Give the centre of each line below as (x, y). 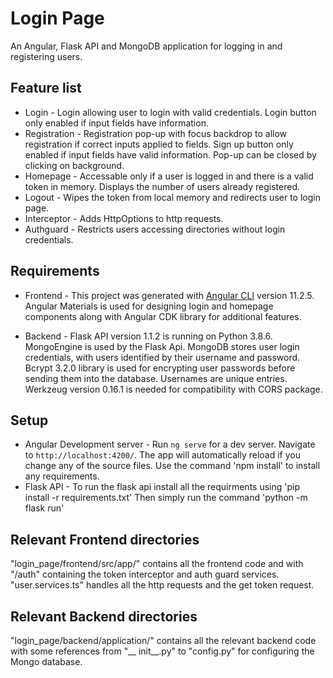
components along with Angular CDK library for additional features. (163, 316)
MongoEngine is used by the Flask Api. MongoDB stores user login (162, 346)
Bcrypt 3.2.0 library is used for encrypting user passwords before (160, 368)
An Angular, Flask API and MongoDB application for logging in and (146, 46)
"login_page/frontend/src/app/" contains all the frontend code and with (157, 564)
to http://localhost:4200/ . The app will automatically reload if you (162, 455)
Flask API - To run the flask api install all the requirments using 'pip (162, 487)
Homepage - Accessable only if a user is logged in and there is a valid (169, 176)
